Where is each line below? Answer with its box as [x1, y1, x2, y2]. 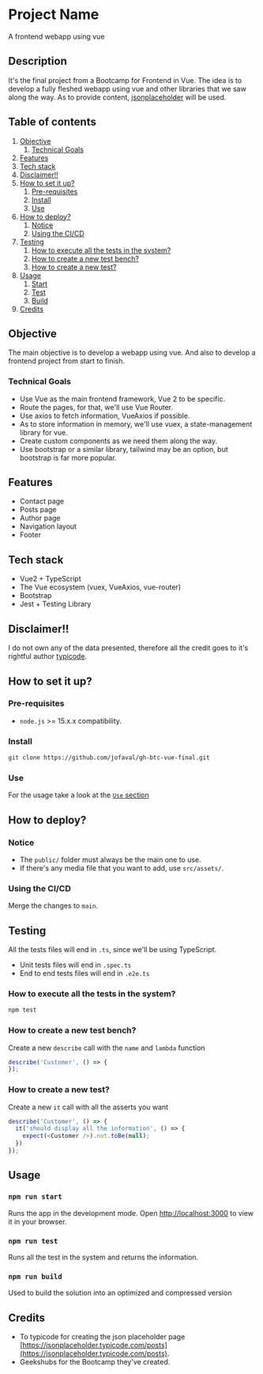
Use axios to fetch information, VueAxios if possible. [19, 411, 190, 420]
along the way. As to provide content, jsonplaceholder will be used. [8, 92, 227, 102]
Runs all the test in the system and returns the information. [8, 1252, 199, 1262]
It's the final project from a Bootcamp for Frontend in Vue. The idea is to [8, 75, 242, 85]
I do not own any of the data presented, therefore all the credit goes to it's [8, 643, 249, 653]
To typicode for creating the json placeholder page [19, 1332, 186, 1342]
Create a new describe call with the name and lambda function [8, 1043, 205, 1052]
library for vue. [19, 427, 69, 437]
